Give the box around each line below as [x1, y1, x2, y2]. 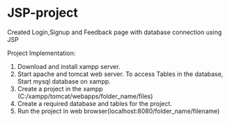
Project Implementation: [7, 49, 76, 57]
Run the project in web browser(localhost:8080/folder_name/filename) [17, 107, 220, 115]
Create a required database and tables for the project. [17, 99, 172, 107]
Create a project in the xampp [17, 84, 103, 93]
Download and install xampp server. [17, 62, 121, 70]
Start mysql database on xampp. [17, 77, 112, 85]
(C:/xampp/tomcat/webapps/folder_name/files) [17, 92, 153, 100]
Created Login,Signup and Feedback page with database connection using [7, 28, 222, 36]
